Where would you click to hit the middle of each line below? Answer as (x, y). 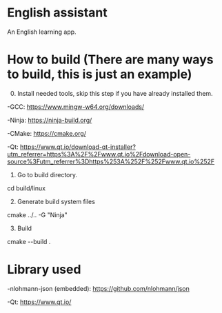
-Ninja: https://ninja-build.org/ (50, 120)
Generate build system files (56, 201)
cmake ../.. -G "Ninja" (37, 214)
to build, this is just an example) (100, 74)
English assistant (58, 13)
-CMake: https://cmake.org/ (47, 133)
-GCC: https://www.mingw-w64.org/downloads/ (76, 107)
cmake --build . (29, 241)
